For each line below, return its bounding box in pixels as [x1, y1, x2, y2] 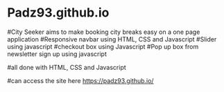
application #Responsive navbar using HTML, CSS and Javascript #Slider [7, 35, 217, 43]
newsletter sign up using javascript [7, 50, 107, 58]
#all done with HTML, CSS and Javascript [7, 63, 126, 71]
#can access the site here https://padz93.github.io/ [7, 76, 154, 84]
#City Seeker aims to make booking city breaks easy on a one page [7, 28, 200, 36]
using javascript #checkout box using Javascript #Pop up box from [7, 42, 199, 50]
